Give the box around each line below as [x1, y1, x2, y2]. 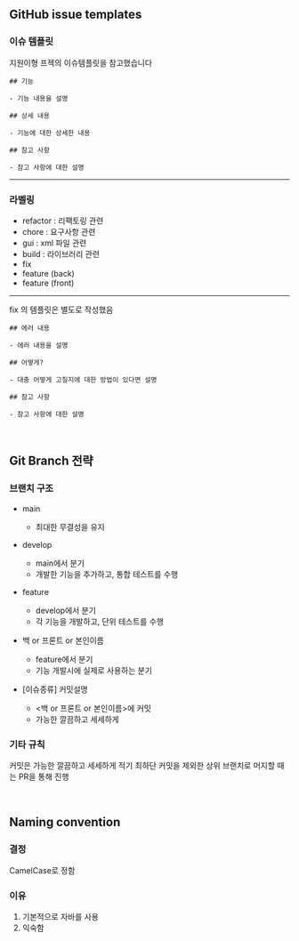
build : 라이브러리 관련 [21, 248, 101, 259]
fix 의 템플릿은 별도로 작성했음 [9, 304, 114, 315]
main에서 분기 [35, 558, 85, 568]
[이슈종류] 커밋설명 [21, 684, 88, 695]
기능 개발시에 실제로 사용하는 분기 [35, 664, 153, 675]
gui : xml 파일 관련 [21, 237, 87, 248]
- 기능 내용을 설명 [9, 93, 69, 103]
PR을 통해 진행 [18, 771, 69, 782]
